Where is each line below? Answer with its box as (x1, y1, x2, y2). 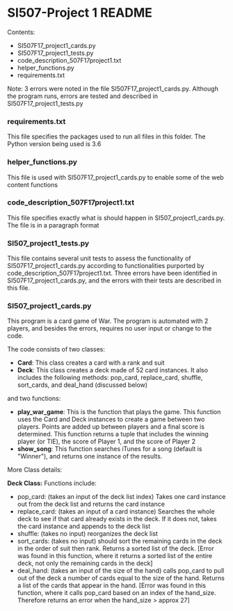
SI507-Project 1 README (7, 5, 153, 21)
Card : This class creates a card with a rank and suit (17, 358, 165, 367)
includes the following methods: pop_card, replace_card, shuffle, (17, 374, 203, 382)
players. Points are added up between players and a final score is (17, 422, 205, 431)
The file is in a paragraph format (7, 221, 99, 229)
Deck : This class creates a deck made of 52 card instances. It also (17, 366, 209, 374)
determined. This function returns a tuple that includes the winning (17, 430, 209, 438)
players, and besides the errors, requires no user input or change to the (7, 324, 212, 333)
